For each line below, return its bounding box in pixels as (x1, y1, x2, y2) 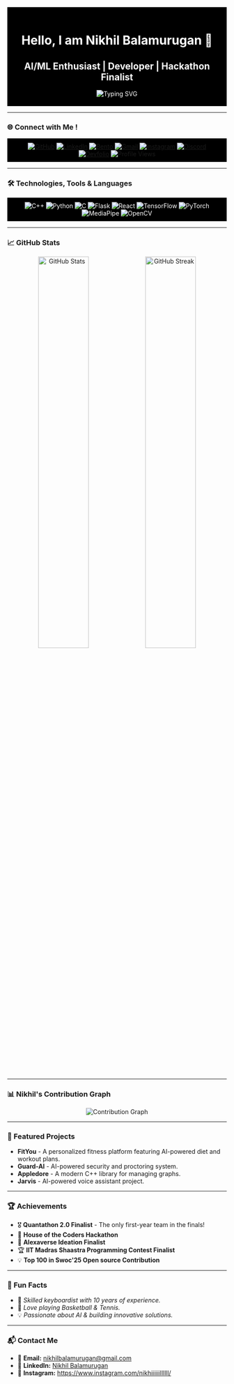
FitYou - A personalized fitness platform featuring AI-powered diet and (17, 1148, 221, 1156)
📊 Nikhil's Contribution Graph (7, 1089, 111, 1099)
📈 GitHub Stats (7, 237, 61, 247)
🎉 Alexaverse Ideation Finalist (17, 1238, 106, 1246)
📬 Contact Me (7, 1336, 58, 1345)
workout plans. (17, 1154, 61, 1164)
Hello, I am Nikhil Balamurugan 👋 (21, 33, 213, 48)
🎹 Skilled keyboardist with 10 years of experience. (17, 1296, 161, 1304)
